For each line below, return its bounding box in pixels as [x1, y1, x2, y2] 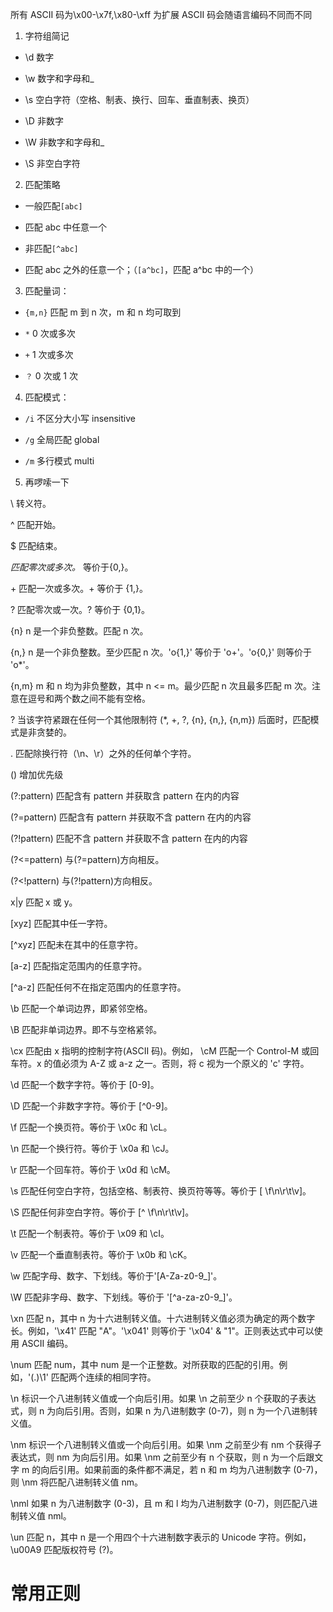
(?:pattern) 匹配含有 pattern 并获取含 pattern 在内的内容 [10, 790, 240, 802]
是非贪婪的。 [18, 726, 72, 738]
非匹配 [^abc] [24, 243, 79, 254]
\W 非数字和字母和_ [24, 136, 105, 148]
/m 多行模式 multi [24, 455, 95, 467]
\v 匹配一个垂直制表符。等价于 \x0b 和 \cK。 [10, 1249, 193, 1260]
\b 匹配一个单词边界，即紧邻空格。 [10, 1003, 153, 1014]
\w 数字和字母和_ [24, 73, 95, 84]
